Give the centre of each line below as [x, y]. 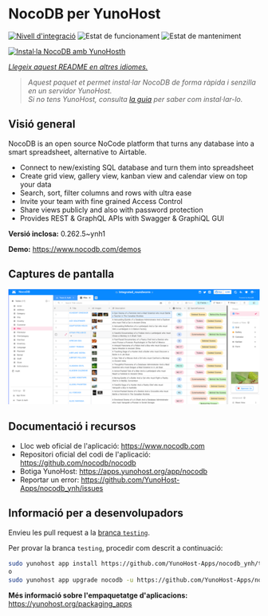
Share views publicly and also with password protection [111, 210]
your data [35, 184]
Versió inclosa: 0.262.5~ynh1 [57, 233]
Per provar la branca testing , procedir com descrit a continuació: [116, 547]
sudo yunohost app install [53, 563]
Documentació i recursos [72, 427]
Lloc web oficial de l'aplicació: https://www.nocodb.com [112, 445]
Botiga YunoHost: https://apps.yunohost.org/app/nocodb [114, 471]
